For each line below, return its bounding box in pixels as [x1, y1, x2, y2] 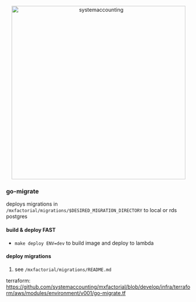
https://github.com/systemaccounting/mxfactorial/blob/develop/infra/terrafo [6, 283, 191, 290]
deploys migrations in [6, 200, 59, 207]
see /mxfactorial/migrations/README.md [14, 266, 112, 273]
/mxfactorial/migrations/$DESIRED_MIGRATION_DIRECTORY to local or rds [6, 207, 177, 214]
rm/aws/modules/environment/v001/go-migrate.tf [6, 289, 126, 296]
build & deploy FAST [6, 226, 56, 233]
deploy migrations [6, 253, 51, 260]
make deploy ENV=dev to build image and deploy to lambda [14, 239, 154, 247]
